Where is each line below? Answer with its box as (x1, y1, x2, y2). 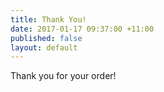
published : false (10, 33, 83, 43)
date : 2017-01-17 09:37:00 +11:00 (10, 24, 155, 34)
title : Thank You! (10, 14, 87, 25)
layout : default (10, 42, 78, 53)
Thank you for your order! (10, 70, 117, 82)
